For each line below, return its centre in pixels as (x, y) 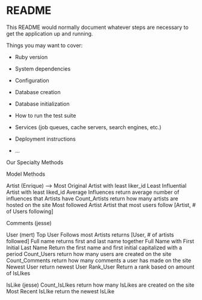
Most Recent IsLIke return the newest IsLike (60, 291)
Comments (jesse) (29, 223)
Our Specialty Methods (35, 162)
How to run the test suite (45, 115)
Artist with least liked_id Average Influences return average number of (93, 192)
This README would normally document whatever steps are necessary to (97, 27)
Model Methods (26, 174)
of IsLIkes (18, 273)
